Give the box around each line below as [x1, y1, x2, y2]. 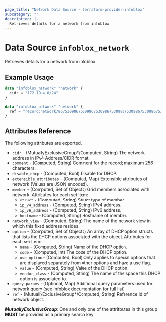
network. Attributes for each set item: [12, 192, 88, 198]
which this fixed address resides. [12, 223, 80, 229]
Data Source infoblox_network [5, 42, 130, 53]
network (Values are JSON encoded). [12, 181, 89, 187]
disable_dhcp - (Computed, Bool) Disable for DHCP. [12, 171, 118, 177]
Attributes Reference [5, 127, 71, 135]
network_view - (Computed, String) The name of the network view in [12, 218, 151, 224]
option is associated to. [19, 276, 68, 282]
